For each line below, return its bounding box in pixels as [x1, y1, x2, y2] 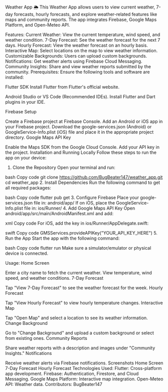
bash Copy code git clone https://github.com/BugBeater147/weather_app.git [5, 174, 163, 180]
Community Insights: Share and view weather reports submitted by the [5, 64, 151, 69]
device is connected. [5, 250, 49, 256]
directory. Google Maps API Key [5, 134, 71, 140]
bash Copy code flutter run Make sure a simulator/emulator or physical [5, 245, 151, 251]
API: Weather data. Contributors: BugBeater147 [5, 381, 103, 387]
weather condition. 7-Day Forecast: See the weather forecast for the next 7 [5, 37, 160, 43]
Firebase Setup [5, 109, 37, 114]
